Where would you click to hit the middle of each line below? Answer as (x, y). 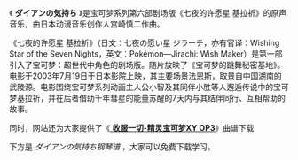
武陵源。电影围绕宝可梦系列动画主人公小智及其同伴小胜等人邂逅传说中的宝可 (149, 87)
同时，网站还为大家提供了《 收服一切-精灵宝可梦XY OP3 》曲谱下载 (132, 128)
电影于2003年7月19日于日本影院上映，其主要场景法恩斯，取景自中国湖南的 (145, 76)
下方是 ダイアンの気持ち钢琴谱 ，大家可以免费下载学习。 (112, 147)
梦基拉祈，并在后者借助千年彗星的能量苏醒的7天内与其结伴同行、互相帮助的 (147, 98)
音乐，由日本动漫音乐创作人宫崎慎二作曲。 (87, 24)
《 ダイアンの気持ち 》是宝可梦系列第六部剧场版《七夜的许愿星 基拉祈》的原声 (148, 13)
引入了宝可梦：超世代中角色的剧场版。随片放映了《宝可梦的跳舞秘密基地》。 (147, 65)
